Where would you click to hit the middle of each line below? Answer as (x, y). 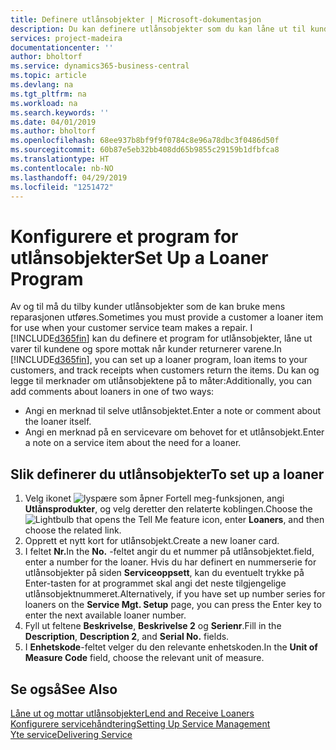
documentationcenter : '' (62, 47)
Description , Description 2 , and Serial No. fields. (127, 637)
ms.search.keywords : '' (60, 112)
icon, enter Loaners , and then (263, 520)
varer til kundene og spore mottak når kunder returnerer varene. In (146, 349)
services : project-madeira (66, 38)
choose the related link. (73, 530)
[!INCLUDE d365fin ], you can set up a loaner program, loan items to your (159, 360)
